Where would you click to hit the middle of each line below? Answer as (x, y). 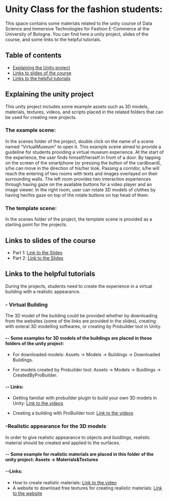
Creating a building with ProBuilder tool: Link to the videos (73, 413)
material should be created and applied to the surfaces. (63, 443)
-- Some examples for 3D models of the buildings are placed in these (79, 338)
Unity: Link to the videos (38, 403)
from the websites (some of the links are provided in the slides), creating (81, 321)
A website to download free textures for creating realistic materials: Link (87, 488)
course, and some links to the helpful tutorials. (53, 39)
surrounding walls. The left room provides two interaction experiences (78, 179)
